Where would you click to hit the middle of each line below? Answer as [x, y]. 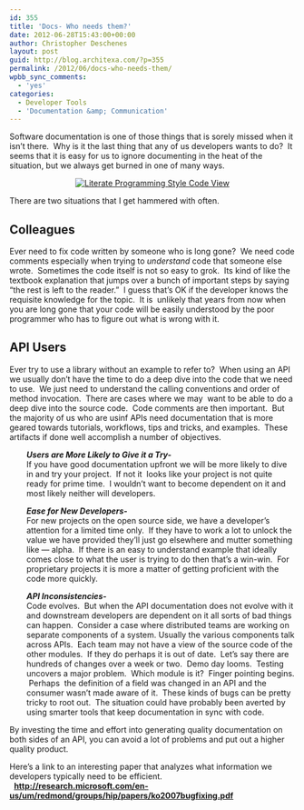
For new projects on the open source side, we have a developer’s [148, 520]
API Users [38, 348]
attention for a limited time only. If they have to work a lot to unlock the [159, 530]
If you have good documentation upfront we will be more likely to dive [157, 464]
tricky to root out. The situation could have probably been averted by [156, 702]
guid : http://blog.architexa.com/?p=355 [87, 60]
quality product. [39, 749]
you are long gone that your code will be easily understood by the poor [142, 309]
